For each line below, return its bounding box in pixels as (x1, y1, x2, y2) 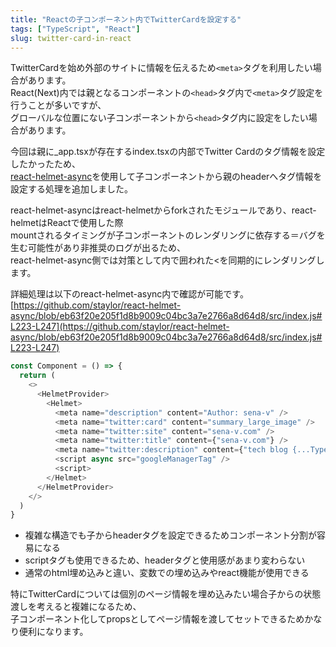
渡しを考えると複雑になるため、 (10, 601, 142, 613)
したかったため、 (10, 158, 81, 170)
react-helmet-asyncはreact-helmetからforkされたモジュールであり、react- (10, 204, 317, 216)
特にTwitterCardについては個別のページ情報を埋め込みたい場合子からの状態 (10, 588, 322, 600)
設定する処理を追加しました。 (10, 183, 133, 195)
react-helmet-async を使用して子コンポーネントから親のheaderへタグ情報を (10, 171, 323, 183)
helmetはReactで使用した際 (10, 217, 124, 229)
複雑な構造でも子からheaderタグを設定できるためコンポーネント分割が (24, 529, 317, 541)
